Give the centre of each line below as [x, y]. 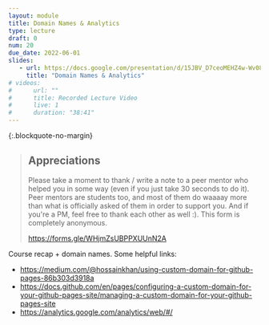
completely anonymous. [68, 222]
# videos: [25, 83]
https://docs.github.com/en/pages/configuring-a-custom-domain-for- [136, 286]
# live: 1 [34, 105]
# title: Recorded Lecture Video [73, 98]
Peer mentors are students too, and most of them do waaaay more [137, 197]
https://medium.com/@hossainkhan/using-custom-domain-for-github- [137, 269]
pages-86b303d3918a [57, 278]
